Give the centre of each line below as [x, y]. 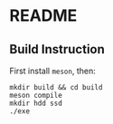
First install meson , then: [53, 71]
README [43, 16]
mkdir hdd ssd [36, 103]
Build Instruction [57, 49]
